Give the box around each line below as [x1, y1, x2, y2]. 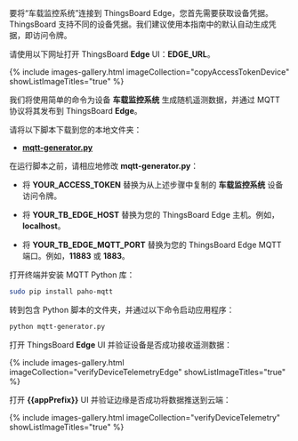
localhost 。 [21, 220, 66, 231]
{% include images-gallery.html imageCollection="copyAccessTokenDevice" [9, 67, 290, 77]
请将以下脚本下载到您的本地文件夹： [9, 124, 142, 135]
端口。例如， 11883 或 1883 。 [21, 251, 131, 261]
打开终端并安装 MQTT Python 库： [9, 269, 135, 280]
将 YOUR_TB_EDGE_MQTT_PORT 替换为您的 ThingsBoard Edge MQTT [21, 239, 282, 250]
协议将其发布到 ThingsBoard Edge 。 [9, 106, 142, 116]
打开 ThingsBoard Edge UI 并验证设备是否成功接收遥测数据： [9, 339, 233, 349]
